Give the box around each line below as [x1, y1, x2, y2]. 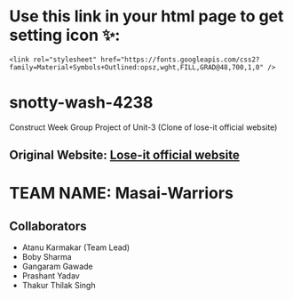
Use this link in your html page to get [9, 6, 284, 27]
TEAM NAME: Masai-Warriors [9, 183, 234, 204]
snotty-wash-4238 [9, 93, 154, 113]
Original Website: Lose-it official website [9, 148, 240, 163]
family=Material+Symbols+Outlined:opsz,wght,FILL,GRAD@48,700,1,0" [9, 62, 265, 72]
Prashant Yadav [21, 271, 80, 281]
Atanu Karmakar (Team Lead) [21, 242, 131, 253]
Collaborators [9, 218, 87, 233]
